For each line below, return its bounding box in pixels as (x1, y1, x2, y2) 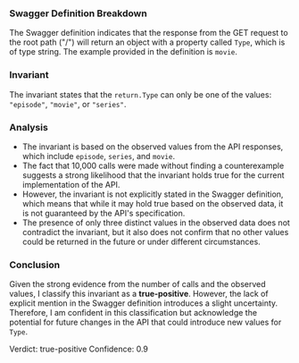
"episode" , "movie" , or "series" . (9, 98, 127, 109)
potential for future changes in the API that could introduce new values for (9, 317, 282, 328)
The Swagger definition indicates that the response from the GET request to (9, 28, 288, 38)
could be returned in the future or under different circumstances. (21, 236, 261, 247)
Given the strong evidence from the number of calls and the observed (9, 279, 266, 290)
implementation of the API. (21, 179, 120, 190)
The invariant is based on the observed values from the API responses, (21, 141, 284, 152)
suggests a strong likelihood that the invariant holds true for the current (21, 169, 285, 181)
